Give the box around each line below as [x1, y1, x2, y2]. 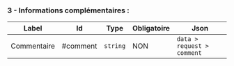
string [104, 42, 126, 50]
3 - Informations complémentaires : [7, 6, 130, 15]
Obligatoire [132, 24, 171, 33]
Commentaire [10, 41, 56, 51]
